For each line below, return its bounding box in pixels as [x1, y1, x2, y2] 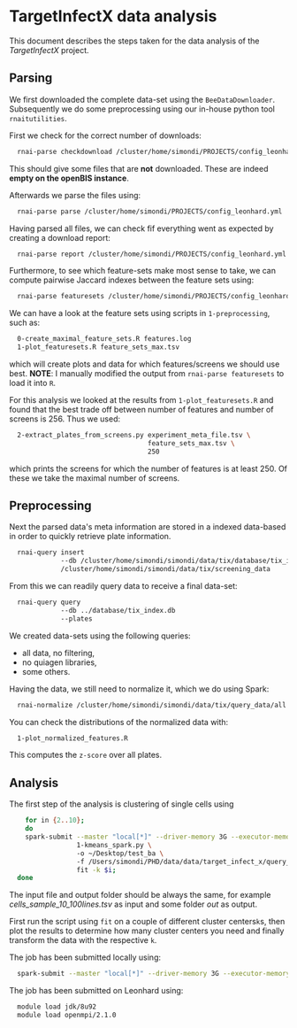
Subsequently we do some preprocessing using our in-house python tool [9, 104, 276, 114]
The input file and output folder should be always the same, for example [9, 890, 271, 900]
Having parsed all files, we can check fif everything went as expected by [9, 223, 274, 234]
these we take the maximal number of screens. [9, 472, 180, 483]
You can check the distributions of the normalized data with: [9, 716, 229, 727]
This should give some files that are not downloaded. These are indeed [9, 163, 269, 174]
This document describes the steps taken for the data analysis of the [9, 35, 260, 46]
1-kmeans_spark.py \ [76, 840, 152, 849]
